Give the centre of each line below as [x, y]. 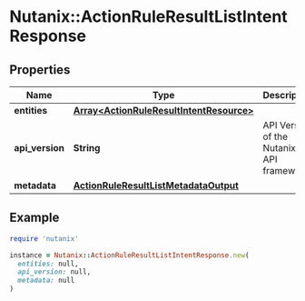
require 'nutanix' [44, 238]
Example [34, 218]
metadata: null [46, 281]
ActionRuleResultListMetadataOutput [156, 186]
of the [275, 136]
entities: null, [48, 264]
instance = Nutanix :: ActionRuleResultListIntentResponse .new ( [129, 255]
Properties [40, 70]
